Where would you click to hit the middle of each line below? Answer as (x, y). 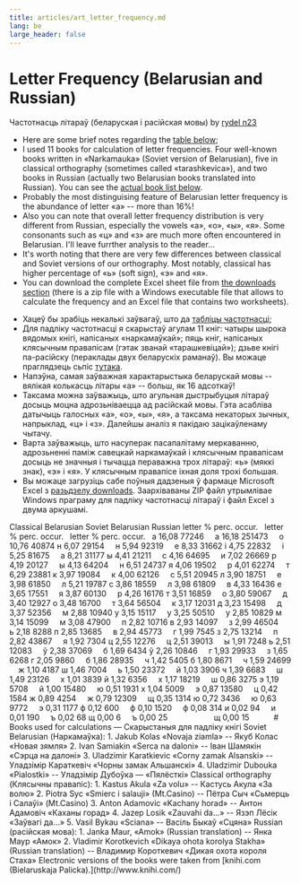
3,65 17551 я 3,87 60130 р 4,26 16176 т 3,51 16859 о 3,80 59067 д (149, 594)
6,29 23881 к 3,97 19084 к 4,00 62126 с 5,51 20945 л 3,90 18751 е (146, 575)
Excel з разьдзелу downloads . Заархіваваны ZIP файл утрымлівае (147, 490)
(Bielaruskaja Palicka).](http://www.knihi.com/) (95, 870)
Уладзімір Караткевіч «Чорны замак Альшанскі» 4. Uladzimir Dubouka (143, 765)
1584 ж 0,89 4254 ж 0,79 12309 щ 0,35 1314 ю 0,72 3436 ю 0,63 (143, 698)
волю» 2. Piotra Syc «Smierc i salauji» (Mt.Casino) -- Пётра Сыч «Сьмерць (150, 793)
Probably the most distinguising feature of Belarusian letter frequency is (155, 197)
